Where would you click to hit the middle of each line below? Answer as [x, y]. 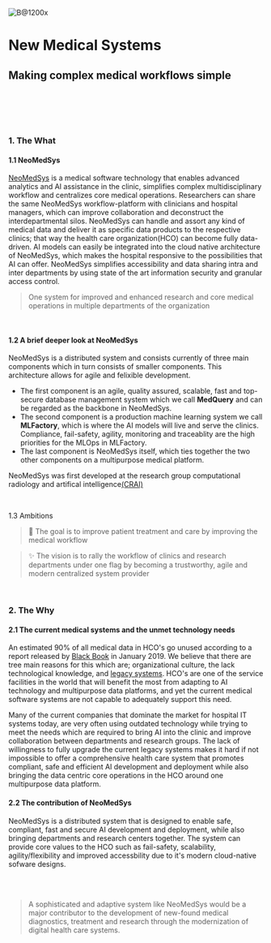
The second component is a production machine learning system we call [141, 417]
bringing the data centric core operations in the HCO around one [116, 776]
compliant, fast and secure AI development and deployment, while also [127, 829]
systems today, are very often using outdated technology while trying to [128, 724]
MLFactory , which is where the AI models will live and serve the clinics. [139, 425]
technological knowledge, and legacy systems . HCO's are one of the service [136, 674]
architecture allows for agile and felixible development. [100, 375]
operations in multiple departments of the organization [119, 306]
